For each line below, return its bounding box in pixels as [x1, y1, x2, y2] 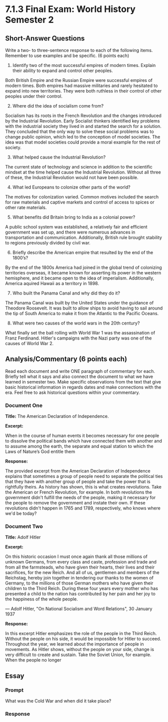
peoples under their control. [5, 93, 62, 99]
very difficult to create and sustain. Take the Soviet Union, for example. [5, 651, 151, 658]
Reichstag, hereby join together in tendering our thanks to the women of [5, 575, 154, 581]
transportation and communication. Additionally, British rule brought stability [5, 234, 162, 240]
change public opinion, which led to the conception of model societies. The [5, 134, 160, 139]
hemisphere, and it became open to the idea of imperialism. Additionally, [5, 275, 154, 281]
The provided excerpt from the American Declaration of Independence [5, 468, 151, 474]
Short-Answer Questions [5, 34, 85, 42]
